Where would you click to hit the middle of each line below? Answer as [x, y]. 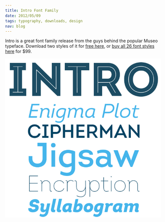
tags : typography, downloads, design [44, 21]
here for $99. [19, 52]
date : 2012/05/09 [23, 16]
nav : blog [15, 26]
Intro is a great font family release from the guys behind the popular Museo [82, 41]
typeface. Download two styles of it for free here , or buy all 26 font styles [80, 46]
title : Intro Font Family [32, 10]
